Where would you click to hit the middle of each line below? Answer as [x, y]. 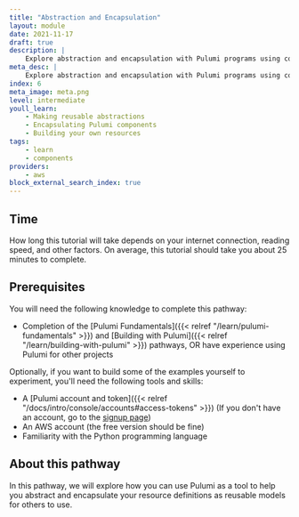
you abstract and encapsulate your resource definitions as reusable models [148, 495]
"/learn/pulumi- [241, 326]
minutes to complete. [48, 259]
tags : [19, 141]
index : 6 [25, 84]
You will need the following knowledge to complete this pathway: [128, 309]
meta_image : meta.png [49, 92]
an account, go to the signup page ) [86, 417]
